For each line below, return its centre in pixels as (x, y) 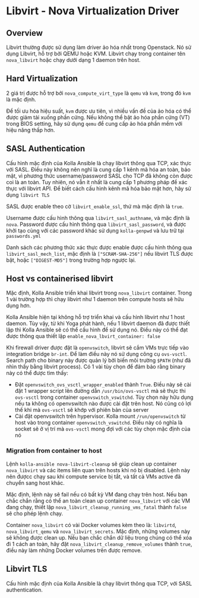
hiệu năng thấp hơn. (31, 130)
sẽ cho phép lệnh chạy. (35, 513)
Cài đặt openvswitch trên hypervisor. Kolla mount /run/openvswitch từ (100, 416)
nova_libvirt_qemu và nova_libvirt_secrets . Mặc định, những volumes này (98, 531)
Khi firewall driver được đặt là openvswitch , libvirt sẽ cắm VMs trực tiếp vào (97, 348)
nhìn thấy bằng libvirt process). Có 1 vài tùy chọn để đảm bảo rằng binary (96, 367)
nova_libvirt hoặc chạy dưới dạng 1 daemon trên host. (73, 60)
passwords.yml (24, 236)
